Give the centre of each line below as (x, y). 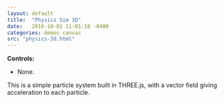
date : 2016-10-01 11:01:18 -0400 (58, 26)
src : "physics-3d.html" (41, 39)
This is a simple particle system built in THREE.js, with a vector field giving (112, 85)
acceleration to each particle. (49, 93)
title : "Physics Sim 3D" (44, 20)
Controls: (21, 58)
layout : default (30, 13)
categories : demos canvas (44, 33)
